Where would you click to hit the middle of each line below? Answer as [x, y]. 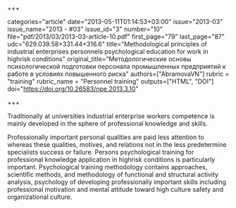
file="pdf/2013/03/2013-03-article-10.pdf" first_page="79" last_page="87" [116, 37]
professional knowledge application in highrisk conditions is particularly [111, 160]
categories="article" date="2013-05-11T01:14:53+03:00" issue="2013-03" [115, 21]
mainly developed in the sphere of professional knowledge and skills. [107, 123]
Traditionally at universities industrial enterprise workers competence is [111, 116]
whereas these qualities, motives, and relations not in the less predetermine [117, 144]
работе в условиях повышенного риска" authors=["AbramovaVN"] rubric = [118, 74]
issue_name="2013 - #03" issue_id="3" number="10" [85, 29]
